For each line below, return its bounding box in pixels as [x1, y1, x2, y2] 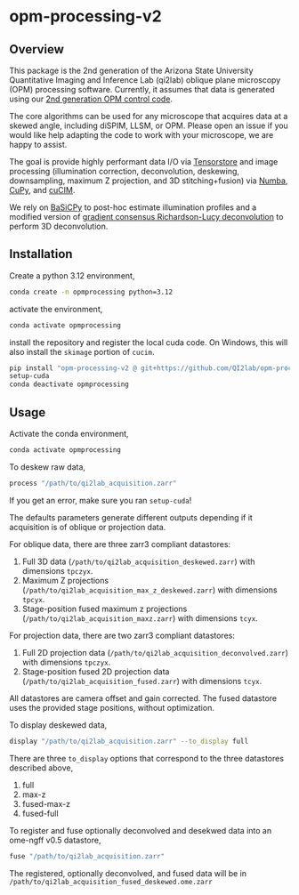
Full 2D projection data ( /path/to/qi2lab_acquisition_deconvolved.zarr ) [21, 647, 289, 657]
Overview [9, 42, 65, 57]
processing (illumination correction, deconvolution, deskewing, [9, 166, 240, 176]
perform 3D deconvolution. [9, 221, 109, 231]
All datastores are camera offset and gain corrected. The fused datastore [9, 692, 278, 704]
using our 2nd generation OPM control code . [9, 93, 174, 104]
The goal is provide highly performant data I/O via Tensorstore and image [9, 157, 279, 166]
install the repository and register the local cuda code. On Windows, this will [9, 336, 288, 348]
